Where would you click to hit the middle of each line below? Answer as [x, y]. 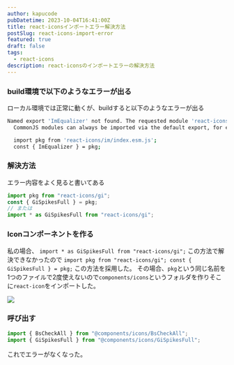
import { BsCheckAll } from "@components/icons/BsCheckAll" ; [98, 333]
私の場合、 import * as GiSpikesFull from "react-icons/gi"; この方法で [113, 251]
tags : [15, 53]
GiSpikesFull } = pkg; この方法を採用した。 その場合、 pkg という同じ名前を [117, 268]
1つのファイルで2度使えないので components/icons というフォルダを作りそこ [115, 277]
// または [20, 209]
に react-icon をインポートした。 [53, 285]
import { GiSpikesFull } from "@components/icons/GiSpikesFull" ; [104, 340]
